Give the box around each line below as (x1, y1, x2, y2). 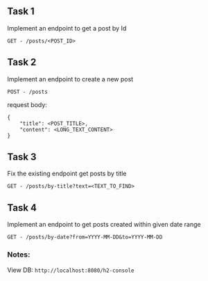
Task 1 (7, 6, 35, 17)
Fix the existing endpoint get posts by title (7, 170, 127, 178)
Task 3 (7, 151, 37, 163)
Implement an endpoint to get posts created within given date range (7, 220, 201, 229)
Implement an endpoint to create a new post (7, 74, 134, 83)
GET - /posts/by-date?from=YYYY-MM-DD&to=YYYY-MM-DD (7, 234, 163, 241)
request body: (7, 100, 47, 109)
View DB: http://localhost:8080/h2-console (7, 266, 135, 274)
